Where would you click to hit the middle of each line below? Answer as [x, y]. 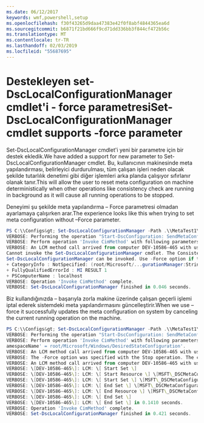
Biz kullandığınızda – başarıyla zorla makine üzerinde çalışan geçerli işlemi [99, 299]
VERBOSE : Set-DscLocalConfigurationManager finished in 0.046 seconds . [99, 287]
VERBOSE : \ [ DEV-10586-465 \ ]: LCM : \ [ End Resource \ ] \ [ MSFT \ [87, 391]
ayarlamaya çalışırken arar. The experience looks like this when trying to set [100, 213]
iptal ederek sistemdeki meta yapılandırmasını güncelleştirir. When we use [98, 305]
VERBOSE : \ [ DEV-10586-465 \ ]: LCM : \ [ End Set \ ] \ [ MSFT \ [80, 386]
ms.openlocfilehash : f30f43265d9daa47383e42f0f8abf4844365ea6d [88, 23]
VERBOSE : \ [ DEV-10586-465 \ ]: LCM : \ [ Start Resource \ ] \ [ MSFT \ [89, 374]
